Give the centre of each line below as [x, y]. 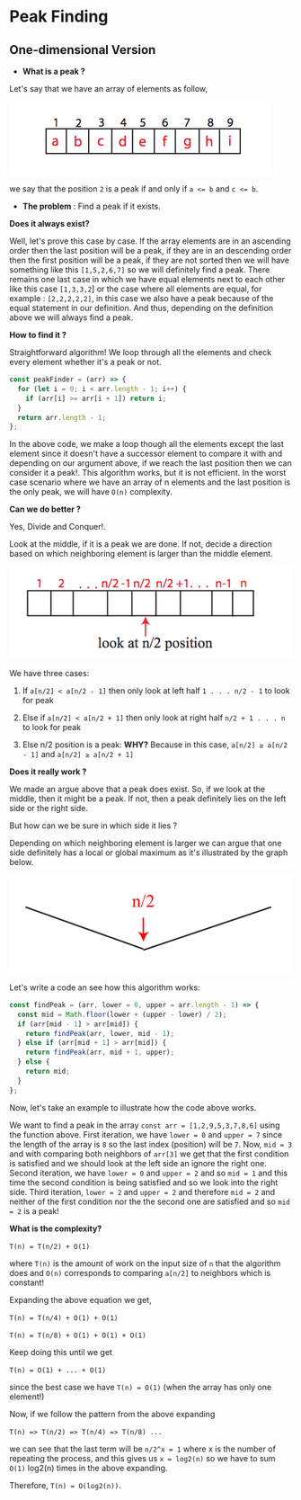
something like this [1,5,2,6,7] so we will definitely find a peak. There [140, 270]
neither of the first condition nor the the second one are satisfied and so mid [150, 1201]
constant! [27, 1282]
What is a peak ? [53, 71]
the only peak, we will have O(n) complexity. [91, 492]
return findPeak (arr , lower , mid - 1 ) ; [100, 1033]
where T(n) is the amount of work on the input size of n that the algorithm [145, 1263]
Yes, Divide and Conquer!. [58, 527]
